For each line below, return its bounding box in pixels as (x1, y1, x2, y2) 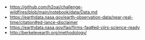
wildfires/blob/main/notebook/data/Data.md (9, 9, 98, 15)
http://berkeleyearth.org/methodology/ (9, 30, 87, 35)
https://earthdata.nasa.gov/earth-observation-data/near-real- (9, 14, 133, 20)
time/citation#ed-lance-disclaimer (9, 19, 78, 25)
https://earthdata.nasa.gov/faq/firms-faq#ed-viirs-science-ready (9, 25, 140, 30)
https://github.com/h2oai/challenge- (9, 4, 82, 10)
